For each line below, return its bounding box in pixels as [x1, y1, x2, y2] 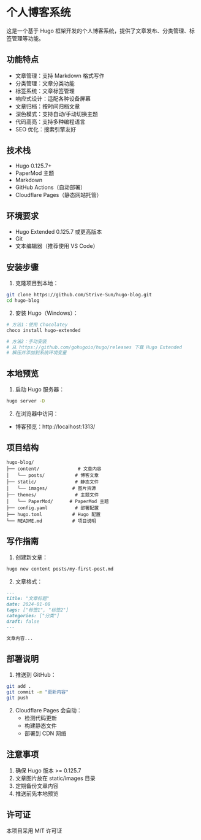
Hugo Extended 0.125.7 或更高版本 [15, 228, 102, 236]
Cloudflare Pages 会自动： [15, 706, 83, 714]
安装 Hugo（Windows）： [15, 309, 78, 317]
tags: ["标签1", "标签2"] [6, 607, 69, 614]
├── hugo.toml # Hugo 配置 [6, 511, 101, 517]
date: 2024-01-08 [6, 601, 51, 607]
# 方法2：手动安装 [6, 338, 47, 344]
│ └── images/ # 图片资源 [6, 485, 96, 491]
